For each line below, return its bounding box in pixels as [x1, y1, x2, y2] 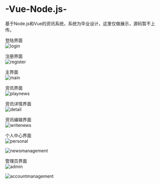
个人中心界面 [5, 132, 31, 138]
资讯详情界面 [5, 100, 31, 106]
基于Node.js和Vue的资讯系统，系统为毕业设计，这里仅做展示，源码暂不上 [5, 20, 156, 26]
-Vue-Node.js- [5, 3, 67, 15]
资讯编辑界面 [5, 116, 31, 122]
